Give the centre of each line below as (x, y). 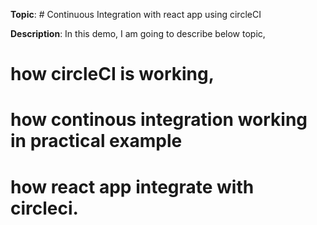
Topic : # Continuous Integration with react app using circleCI (136, 14)
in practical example (96, 141)
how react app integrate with (132, 186)
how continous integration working (159, 120)
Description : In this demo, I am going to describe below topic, (138, 33)
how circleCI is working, (112, 74)
